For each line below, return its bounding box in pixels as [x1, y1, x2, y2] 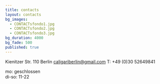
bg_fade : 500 [5, 40, 32, 45]
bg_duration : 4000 [5, 36, 43, 41]
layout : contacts [5, 12, 41, 17]
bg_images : [5, 17, 28, 22]
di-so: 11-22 [5, 73, 29, 79]
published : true [5, 45, 39, 50]
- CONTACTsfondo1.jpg [9, 21, 55, 27]
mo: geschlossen [5, 68, 41, 74]
